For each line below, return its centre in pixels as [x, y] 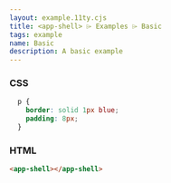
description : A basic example [66, 52]
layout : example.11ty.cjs [58, 18]
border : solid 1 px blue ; [72, 111]
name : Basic [32, 43]
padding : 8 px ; [52, 119]
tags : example [36, 34]
